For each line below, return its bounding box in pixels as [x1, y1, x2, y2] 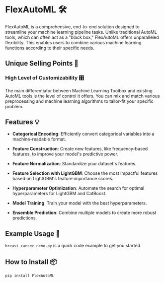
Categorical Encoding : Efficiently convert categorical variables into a [12, 131, 155, 137]
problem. [5, 103, 24, 109]
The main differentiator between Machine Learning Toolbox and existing [5, 87, 153, 93]
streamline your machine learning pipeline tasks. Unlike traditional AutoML [5, 29, 158, 35]
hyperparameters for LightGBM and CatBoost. [12, 191, 107, 197]
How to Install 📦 [5, 258, 57, 266]
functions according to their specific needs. [5, 45, 94, 51]
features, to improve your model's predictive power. [12, 151, 118, 157]
